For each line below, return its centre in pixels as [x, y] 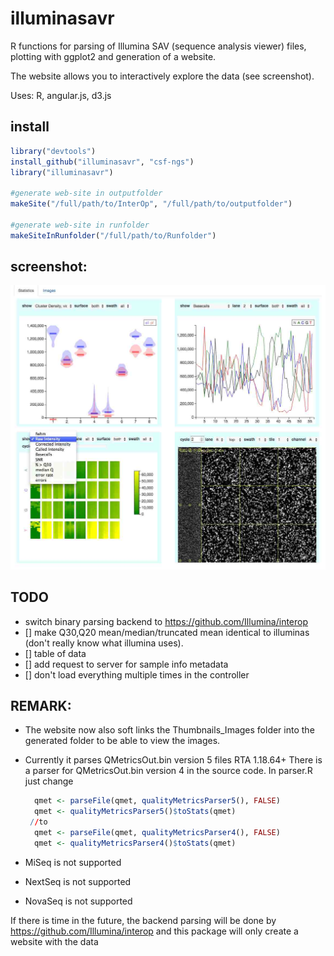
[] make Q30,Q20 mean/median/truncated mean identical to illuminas [167, 632]
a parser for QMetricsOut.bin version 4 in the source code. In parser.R [168, 771]
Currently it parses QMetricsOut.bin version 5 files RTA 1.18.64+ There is [173, 760]
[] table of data [55, 653]
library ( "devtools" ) [53, 151]
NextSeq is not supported [78, 881]
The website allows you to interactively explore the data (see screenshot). [162, 76]
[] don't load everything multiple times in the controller [137, 674]
